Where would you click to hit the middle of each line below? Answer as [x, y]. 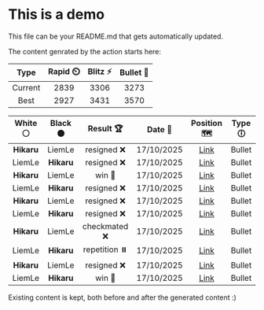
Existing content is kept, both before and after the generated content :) [123, 297]
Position [207, 123]
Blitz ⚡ [100, 71]
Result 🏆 [105, 128]
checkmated [105, 226]
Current [26, 87]
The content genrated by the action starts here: [85, 51]
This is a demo [56, 15]
